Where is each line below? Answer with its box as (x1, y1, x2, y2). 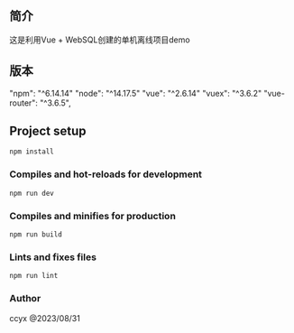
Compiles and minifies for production (9, 209, 176, 222)
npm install (9, 147, 54, 156)
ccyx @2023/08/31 (9, 312, 81, 323)
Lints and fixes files (9, 251, 97, 264)
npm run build (9, 230, 63, 239)
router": (9, 97, 39, 108)
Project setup (9, 124, 87, 139)
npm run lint (9, 272, 59, 281)
